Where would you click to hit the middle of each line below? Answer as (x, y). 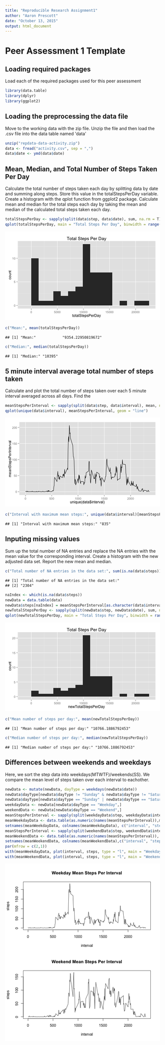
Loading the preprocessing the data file (67, 117)
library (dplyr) (21, 96)
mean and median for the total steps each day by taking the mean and (76, 204)
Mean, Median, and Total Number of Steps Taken (81, 169)
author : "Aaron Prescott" (31, 16)
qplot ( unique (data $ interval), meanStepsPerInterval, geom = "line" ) (77, 411)
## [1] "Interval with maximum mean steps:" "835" (58, 524)
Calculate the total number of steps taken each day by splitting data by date (82, 189)
